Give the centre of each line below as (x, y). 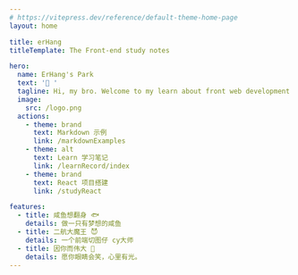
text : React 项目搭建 (71, 183)
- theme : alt (50, 150)
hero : (19, 67)
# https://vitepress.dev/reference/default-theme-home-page (124, 17)
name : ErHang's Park (55, 75)
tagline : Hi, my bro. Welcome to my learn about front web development (154, 91)
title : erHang (36, 42)
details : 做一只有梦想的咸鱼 (74, 224)
